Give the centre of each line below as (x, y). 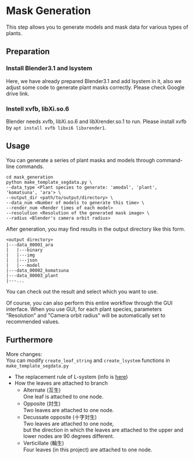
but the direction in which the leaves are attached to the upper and (103, 430)
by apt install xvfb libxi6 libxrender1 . (56, 128)
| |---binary (24, 250)
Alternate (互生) (42, 390)
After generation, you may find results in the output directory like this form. (96, 229)
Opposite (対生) (42, 403)
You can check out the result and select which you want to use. (82, 292)
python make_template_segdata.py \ (49, 182)
